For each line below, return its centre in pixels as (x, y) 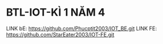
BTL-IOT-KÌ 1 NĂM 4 (56, 12)
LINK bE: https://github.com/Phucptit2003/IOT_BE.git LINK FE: (81, 28)
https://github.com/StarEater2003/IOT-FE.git (60, 34)
